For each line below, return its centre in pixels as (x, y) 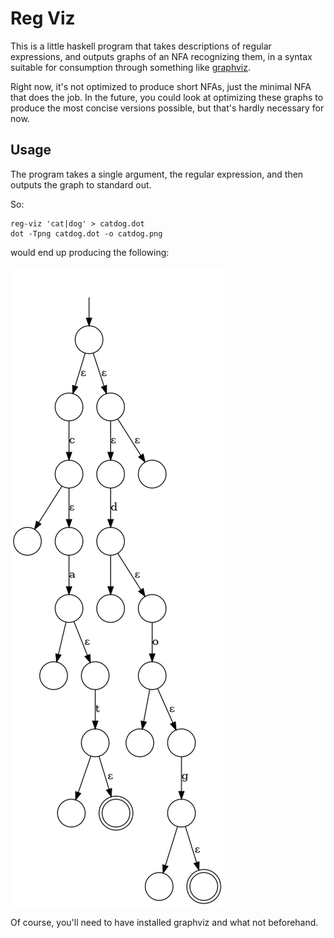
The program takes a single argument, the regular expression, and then (157, 174)
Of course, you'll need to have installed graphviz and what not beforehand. (164, 922)
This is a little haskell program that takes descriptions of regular (141, 46)
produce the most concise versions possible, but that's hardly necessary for (167, 108)
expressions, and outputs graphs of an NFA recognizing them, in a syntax (161, 56)
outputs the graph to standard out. (81, 184)
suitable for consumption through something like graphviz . (131, 67)
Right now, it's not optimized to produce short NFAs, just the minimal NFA (161, 86)
